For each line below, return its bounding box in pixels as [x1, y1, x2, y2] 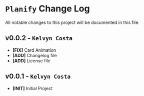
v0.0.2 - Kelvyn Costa [5, 34, 73, 42]
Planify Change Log [5, 3, 90, 14]
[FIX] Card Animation [12, 47, 56, 53]
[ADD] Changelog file [12, 52, 57, 58]
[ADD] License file [12, 58, 51, 64]
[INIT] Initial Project [12, 85, 53, 91]
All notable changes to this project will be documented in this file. [5, 19, 140, 25]
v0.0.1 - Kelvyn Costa [5, 72, 71, 81]
